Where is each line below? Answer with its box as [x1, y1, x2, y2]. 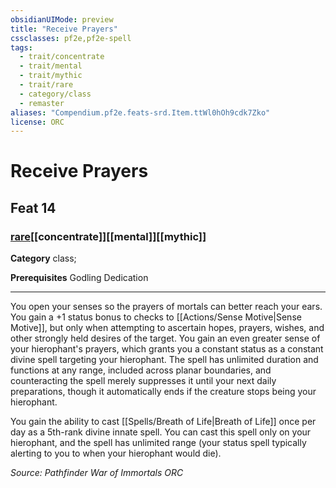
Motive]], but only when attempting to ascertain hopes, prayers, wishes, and [10, 322, 325, 334]
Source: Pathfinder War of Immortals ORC [10, 467, 184, 479]
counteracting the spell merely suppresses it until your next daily [10, 375, 277, 387]
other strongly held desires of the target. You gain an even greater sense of [10, 332, 321, 345]
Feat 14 [10, 199, 57, 216]
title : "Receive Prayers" [10, 24, 118, 34]
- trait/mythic [19, 71, 83, 81]
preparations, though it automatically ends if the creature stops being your [10, 386, 317, 398]
